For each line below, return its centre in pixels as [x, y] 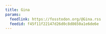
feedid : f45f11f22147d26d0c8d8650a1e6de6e [54, 24]
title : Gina [17, 10]
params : [13, 14]
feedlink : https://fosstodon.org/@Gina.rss [55, 19]
